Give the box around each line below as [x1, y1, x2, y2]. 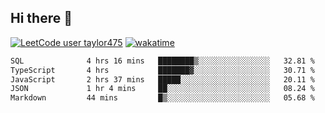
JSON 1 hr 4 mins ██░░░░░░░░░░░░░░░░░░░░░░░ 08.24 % [10, 84, 315, 94]
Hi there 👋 [10, 10, 73, 27]
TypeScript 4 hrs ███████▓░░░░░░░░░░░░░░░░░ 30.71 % [10, 65, 315, 75]
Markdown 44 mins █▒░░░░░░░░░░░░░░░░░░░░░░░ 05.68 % [10, 93, 315, 103]
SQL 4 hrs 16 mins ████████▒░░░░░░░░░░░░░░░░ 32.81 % [10, 56, 315, 66]
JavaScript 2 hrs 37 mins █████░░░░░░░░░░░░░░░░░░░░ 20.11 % [10, 74, 315, 85]
